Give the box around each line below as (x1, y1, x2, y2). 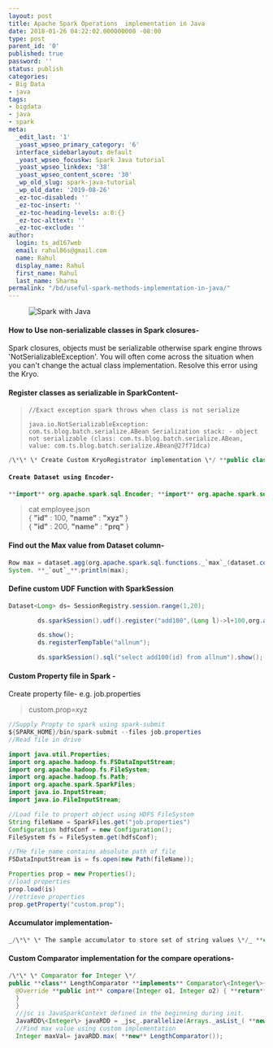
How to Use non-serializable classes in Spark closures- (8, 325, 200, 334)
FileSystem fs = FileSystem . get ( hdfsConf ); (8, 833, 158, 841)
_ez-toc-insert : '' (15, 201, 82, 209)
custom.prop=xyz (28, 705, 88, 714)
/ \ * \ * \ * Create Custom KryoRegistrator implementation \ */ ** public (8, 456, 249, 464)
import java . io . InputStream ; (8, 788, 107, 797)
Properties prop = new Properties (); (8, 870, 136, 879)
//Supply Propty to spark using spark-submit (8, 721, 165, 729)
